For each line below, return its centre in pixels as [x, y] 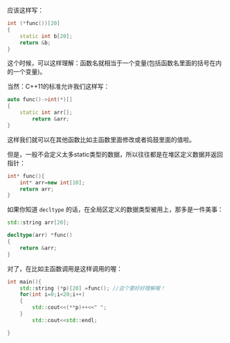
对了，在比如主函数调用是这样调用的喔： [65, 268]
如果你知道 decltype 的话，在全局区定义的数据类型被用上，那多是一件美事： [115, 209]
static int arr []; [46, 113]
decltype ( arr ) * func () [40, 235]
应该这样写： [25, 10]
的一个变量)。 [27, 72]
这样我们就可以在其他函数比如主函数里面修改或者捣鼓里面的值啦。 [101, 139]
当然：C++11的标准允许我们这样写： [59, 87]
